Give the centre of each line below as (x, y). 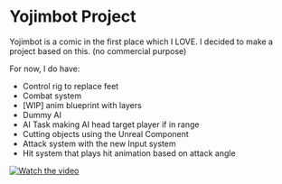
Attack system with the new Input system (99, 143)
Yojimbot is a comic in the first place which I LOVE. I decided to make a (141, 41)
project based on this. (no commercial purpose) (98, 51)
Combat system (52, 96)
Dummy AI (42, 115)
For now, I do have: (45, 69)
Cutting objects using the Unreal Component (106, 133)
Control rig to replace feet (70, 86)
